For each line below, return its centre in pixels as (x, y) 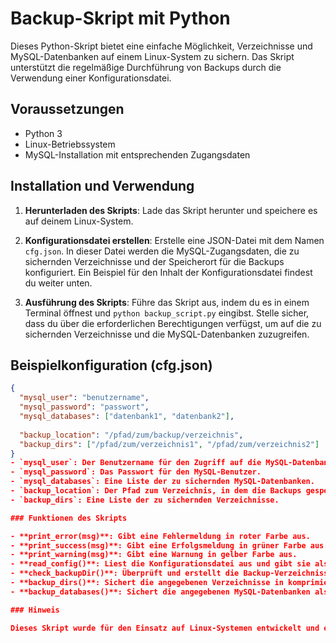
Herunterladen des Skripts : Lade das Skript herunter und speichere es (171, 210)
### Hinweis (35, 610)
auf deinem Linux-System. (79, 221)
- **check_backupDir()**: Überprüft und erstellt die (125, 573)
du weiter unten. (58, 283)
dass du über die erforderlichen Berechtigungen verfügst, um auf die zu (173, 323)
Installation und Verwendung (102, 186)
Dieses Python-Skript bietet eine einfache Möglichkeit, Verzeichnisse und (161, 46)
